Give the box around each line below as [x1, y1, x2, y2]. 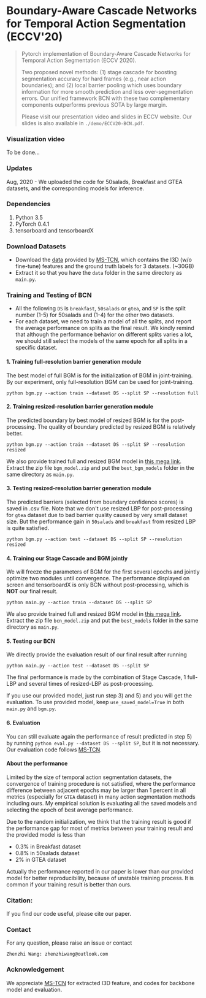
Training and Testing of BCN [6, 291, 92, 299]
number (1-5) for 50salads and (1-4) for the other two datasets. [15, 311, 175, 319]
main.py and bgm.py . [6, 705, 56, 712]
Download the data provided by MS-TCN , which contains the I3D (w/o [15, 256, 192, 264]
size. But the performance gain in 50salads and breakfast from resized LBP [6, 518, 196, 525]
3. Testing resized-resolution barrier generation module [6, 485, 151, 492]
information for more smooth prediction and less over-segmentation [21, 88, 193, 95]
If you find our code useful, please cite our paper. [6, 910, 132, 918]
